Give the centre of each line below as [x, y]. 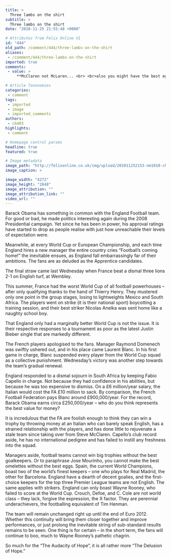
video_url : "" [20, 199]
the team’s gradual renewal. [34, 366]
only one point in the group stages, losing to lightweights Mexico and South [84, 297]
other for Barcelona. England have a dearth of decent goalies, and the [78, 477]
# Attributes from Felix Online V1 [43, 38]
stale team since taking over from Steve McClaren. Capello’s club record [81, 434]
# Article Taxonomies [28, 86]
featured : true [21, 152]
